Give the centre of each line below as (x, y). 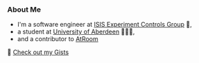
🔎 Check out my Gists (38, 52)
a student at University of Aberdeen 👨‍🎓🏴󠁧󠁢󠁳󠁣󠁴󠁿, (76, 32)
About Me (24, 10)
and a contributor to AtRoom (58, 39)
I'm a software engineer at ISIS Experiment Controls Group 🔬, (104, 25)
